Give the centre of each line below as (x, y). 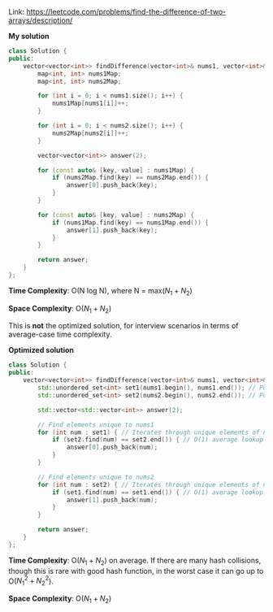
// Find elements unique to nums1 (96, 425)
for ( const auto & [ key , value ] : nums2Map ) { (116, 215)
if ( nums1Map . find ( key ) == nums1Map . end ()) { (130, 223)
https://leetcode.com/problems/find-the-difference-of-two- (126, 12)
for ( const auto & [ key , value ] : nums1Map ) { (116, 170)
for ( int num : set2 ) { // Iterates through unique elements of (149, 484)
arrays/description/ (41, 20)
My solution (29, 36)
